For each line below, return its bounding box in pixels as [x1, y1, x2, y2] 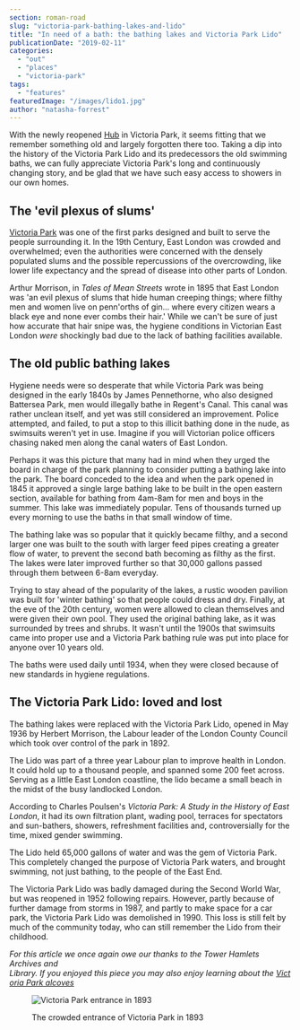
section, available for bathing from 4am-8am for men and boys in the [9, 493, 264, 503]
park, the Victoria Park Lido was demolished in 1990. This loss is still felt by [9, 912, 287, 922]
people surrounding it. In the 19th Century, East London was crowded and [9, 237, 281, 248]
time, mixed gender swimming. [9, 829, 124, 840]
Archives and [9, 957, 58, 969]
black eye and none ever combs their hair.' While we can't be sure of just [9, 311, 278, 322]
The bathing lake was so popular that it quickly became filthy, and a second [9, 528, 288, 539]
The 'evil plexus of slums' [9, 203, 155, 218]
